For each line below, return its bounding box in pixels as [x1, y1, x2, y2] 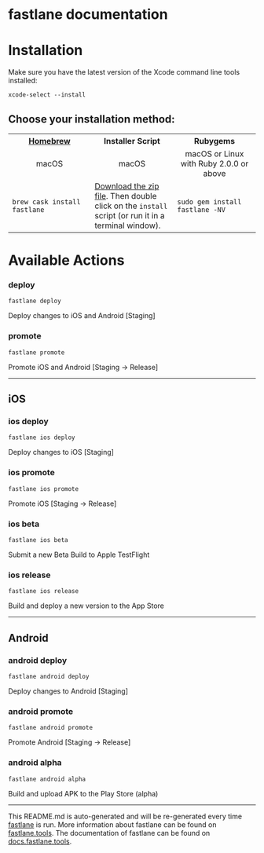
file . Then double [94, 190, 157, 201]
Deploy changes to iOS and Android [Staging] [8, 311, 156, 320]
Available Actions [8, 251, 125, 269]
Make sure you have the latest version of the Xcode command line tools [8, 68, 240, 77]
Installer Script [103, 135, 161, 146]
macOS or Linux [185, 148, 244, 159]
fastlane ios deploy [8, 434, 76, 441]
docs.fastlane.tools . [8, 837, 72, 846]
